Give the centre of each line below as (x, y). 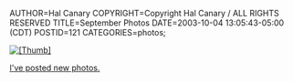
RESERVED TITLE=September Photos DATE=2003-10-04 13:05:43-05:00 (147, 23)
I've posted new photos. (55, 68)
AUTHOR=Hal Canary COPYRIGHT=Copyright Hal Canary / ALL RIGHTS (145, 13)
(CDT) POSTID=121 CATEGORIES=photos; (88, 32)
